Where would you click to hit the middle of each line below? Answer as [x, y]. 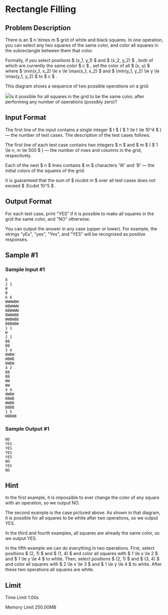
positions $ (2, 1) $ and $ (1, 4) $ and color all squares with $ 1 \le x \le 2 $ [81, 554]
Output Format [29, 201]
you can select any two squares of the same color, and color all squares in [82, 45]
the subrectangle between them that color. [49, 51]
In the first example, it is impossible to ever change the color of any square [82, 498]
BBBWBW [12, 324]
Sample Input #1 [25, 269]
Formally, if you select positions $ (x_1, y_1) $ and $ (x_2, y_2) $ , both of [79, 60]
